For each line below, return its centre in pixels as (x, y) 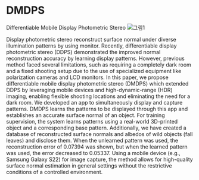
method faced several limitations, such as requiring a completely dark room (99, 64)
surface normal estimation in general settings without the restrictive (89, 165)
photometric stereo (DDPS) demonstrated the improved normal (83, 52)
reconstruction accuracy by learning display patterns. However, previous (95, 58)
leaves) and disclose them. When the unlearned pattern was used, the (92, 140)
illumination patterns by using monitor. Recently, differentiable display (91, 46)
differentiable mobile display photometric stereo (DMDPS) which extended (97, 83)
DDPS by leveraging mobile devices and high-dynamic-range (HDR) (89, 90)
